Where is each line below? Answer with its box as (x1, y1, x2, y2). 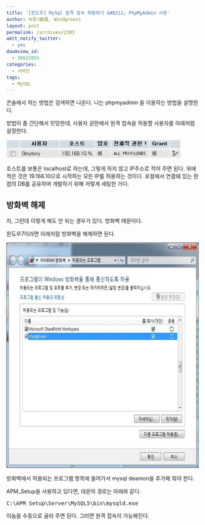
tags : (6, 74, 20, 81)
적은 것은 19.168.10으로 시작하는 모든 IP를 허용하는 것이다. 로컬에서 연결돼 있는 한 (6, 173, 199, 180)
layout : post (6, 23, 40, 29)
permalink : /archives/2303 (6, 29, 75, 35)
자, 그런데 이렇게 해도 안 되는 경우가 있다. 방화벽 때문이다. (6, 217, 143, 225)
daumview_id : (6, 49, 40, 55)
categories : (6, 61, 37, 67)
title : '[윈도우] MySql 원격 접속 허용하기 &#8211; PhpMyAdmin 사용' (6, 10, 170, 16)
